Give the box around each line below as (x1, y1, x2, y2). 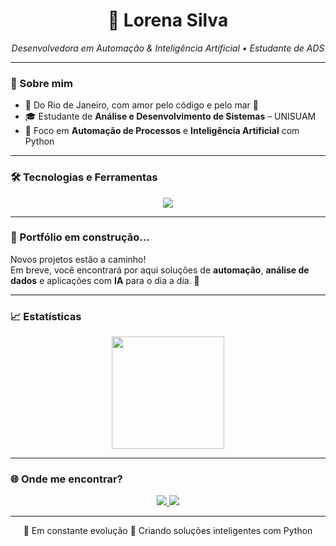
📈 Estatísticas (10, 309, 82, 323)
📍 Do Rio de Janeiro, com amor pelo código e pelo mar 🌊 (24, 99, 259, 111)
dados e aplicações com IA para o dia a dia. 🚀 (10, 274, 200, 286)
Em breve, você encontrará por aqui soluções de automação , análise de (10, 264, 310, 276)
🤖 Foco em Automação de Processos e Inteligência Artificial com (24, 125, 300, 137)
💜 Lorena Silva (107, 9, 229, 32)
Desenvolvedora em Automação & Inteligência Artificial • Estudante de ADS (11, 42, 325, 54)
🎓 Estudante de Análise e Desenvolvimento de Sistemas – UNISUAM (24, 110, 317, 123)
